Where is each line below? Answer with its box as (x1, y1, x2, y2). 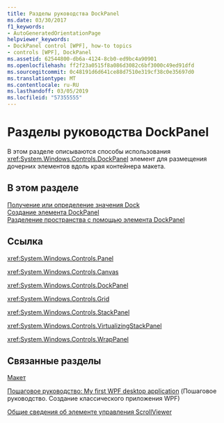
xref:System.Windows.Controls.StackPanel (7, 308, 130, 317)
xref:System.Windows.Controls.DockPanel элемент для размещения (7, 154, 207, 163)
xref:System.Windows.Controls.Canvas (7, 267, 119, 276)
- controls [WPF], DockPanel (7, 49, 92, 56)
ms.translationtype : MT (7, 74, 77, 82)
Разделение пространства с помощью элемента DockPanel (7, 215, 185, 223)
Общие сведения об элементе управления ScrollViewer (7, 408, 173, 416)
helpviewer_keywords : (7, 36, 70, 43)
